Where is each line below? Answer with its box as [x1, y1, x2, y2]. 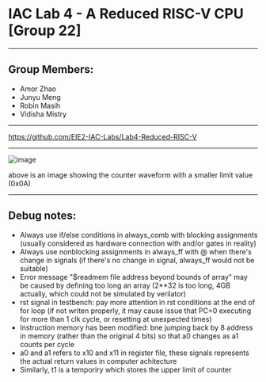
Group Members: [8, 63, 94, 76]
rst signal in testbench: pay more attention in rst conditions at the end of [19, 297, 256, 307]
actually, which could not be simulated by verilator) [19, 288, 187, 298]
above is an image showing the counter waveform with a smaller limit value [8, 170, 253, 179]
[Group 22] [8, 21, 82, 40]
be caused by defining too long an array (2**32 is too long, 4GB [19, 281, 231, 290]
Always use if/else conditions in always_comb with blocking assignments [19, 230, 258, 239]
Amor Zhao [19, 84, 57, 94]
